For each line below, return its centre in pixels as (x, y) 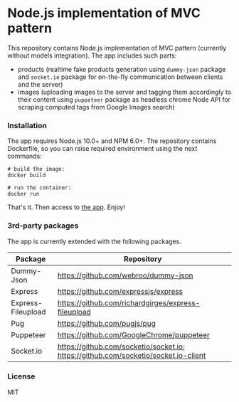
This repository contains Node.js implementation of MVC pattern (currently (117, 48)
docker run (23, 194)
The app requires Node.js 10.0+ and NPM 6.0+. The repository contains (112, 141)
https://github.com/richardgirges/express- (129, 302)
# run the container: (39, 188)
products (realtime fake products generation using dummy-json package (122, 69)
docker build (27, 176)
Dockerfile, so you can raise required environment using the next (102, 149)
